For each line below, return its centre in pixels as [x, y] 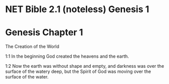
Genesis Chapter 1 [44, 33]
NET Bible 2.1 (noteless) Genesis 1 [77, 9]
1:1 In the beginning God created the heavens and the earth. [67, 56]
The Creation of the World [32, 47]
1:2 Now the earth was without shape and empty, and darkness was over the [85, 66]
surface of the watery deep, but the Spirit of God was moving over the [78, 71]
